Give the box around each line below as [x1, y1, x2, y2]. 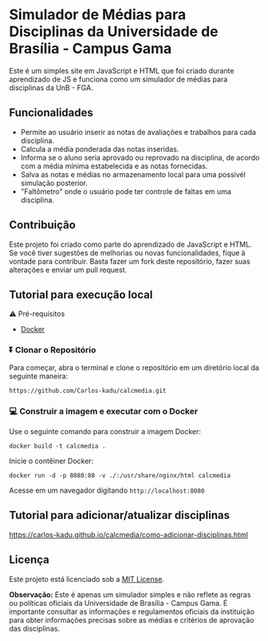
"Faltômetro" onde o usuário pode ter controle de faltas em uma [20, 186, 232, 196]
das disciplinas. [9, 623, 61, 633]
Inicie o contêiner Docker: [9, 456, 94, 465]
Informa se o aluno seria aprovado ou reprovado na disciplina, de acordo [20, 152, 260, 162]
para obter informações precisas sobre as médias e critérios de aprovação [9, 615, 254, 624]
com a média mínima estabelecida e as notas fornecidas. [20, 161, 208, 171]
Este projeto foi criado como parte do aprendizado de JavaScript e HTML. [9, 239, 252, 249]
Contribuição [9, 218, 77, 232]
